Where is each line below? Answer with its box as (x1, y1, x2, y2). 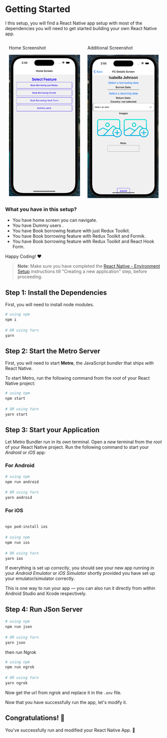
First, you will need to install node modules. (5, 302, 94, 308)
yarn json (5, 640, 26, 645)
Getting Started (5, 4, 71, 15)
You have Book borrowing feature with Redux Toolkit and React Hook (12, 239, 155, 245)
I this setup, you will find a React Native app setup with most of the (5, 20, 143, 26)
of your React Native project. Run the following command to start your (5, 444, 149, 450)
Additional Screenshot (87, 45, 133, 51)
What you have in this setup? (5, 206, 77, 213)
